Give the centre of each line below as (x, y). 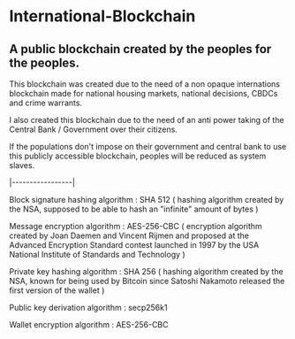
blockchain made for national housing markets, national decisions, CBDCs (144, 93)
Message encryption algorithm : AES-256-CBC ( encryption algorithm (136, 226)
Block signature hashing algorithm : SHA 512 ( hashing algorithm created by (147, 200)
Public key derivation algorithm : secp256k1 (88, 308)
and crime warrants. (45, 103)
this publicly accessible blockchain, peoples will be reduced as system (138, 156)
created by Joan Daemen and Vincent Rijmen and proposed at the (129, 235)
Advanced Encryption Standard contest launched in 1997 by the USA (134, 245)
